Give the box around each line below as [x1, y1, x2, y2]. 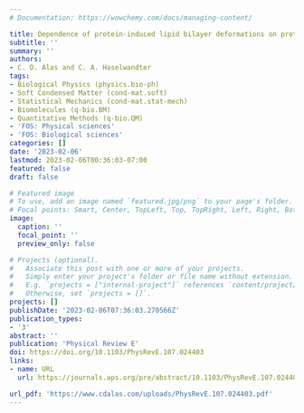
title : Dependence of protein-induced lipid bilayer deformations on [9, 29, 278, 39]
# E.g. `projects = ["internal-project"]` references [9, 281, 224, 290]
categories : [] [9, 139, 67, 148]
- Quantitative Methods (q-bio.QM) [9, 114, 144, 123]
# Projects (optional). [9, 255, 100, 265]
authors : [9, 55, 43, 64]
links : [9, 356, 34, 366]
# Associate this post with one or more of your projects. [9, 264, 245, 273]
